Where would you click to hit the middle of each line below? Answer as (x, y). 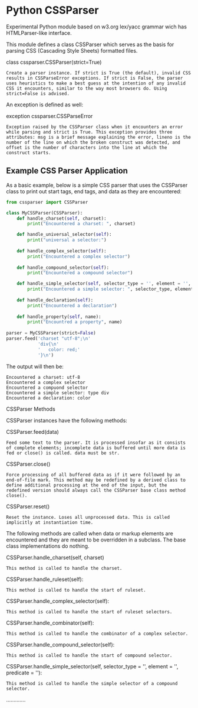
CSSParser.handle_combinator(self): (50, 623)
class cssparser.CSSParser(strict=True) (54, 62)
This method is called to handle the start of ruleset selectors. (89, 612)
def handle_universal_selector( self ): (64, 235)
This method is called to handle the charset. (64, 568)
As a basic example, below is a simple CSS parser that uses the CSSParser (97, 185)
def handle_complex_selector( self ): (62, 251)
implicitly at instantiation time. (50, 522)
